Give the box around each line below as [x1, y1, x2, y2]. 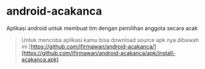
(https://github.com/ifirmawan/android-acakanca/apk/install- [21, 49, 176, 56]
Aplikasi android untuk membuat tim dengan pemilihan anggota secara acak [6, 24, 198, 32]
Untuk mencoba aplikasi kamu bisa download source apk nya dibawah [21, 36, 199, 43]
